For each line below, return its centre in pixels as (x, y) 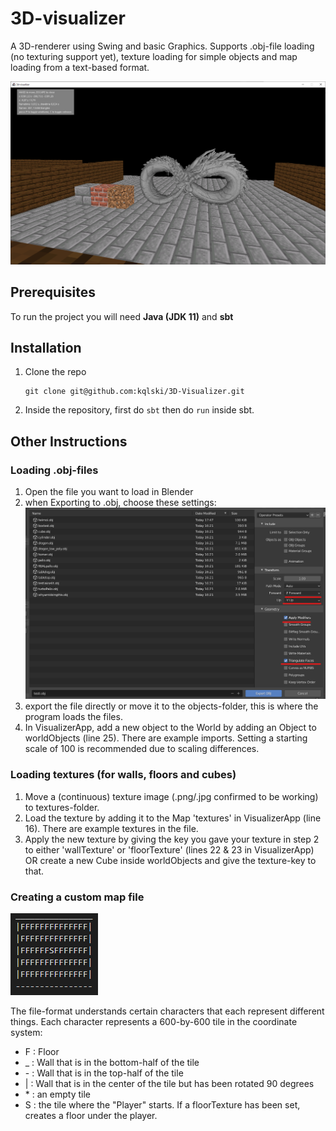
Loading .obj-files (54, 470)
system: (26, 1032)
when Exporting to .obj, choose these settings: (120, 503)
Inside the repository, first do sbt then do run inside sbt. (139, 410)
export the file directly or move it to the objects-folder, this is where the (171, 706)
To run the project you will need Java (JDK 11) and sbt (122, 316)
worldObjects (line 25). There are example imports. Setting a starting (166, 738)
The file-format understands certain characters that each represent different (167, 1011)
